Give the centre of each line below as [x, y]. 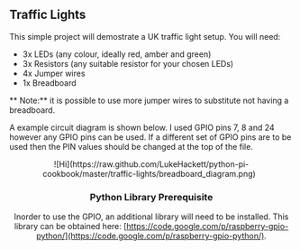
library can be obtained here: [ [70, 227]
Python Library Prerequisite [151, 197]
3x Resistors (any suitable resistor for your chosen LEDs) [128, 63]
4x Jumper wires [54, 73]
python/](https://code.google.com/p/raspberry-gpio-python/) [150, 236]
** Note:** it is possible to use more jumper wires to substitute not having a [149, 100]
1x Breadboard [49, 83]
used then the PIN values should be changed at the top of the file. [132, 146]
